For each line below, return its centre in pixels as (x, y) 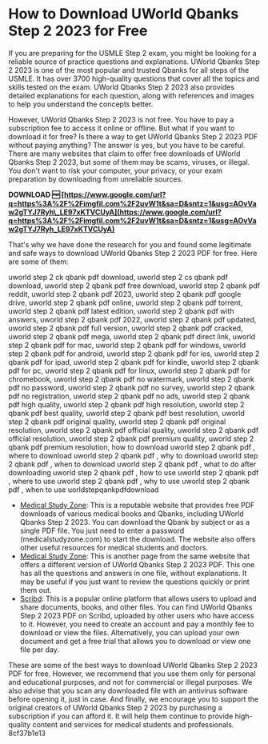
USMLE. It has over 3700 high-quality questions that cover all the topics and (134, 78)
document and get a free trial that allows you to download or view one (135, 641)
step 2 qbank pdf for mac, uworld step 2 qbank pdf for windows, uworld (127, 345)
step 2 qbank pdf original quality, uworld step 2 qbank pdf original (117, 422)
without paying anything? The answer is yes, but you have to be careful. (127, 145)
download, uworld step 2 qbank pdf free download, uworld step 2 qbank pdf (134, 286)
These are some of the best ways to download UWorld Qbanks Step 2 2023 (133, 665)
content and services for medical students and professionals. (133, 724)
